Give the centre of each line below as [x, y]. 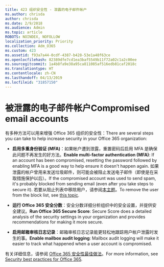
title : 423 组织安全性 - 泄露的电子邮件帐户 [46, 10]
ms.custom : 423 [21, 50]
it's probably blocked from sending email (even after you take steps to [83, 183]
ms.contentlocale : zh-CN [30, 73]
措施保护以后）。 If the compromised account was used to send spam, [86, 178]
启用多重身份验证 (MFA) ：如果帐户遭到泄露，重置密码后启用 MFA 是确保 [85, 148]
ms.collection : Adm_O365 [30, 46]
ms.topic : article [24, 32]
